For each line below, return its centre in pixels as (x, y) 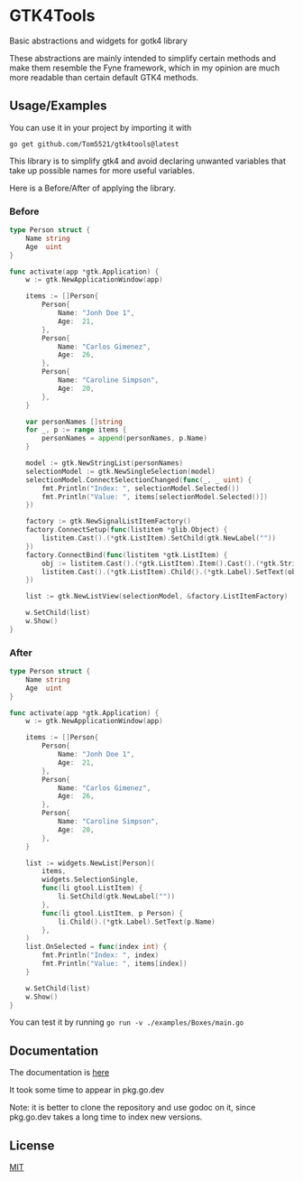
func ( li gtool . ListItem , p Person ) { (112, 913)
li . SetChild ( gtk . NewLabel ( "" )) (116, 897)
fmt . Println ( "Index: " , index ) (101, 955)
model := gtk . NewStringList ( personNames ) (104, 463)
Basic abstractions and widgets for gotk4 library (98, 41)
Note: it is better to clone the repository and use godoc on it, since (133, 1108)
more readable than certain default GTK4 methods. (104, 77)
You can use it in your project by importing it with (101, 127)
